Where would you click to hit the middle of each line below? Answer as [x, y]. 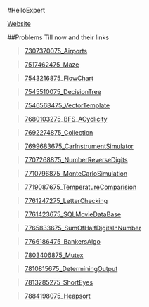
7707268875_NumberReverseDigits [76, 160]
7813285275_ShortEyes [59, 282]
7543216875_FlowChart [59, 78]
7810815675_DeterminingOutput [71, 269]
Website [19, 24]
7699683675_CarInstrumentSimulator [79, 146]
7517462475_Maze [52, 65]
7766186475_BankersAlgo [62, 241]
